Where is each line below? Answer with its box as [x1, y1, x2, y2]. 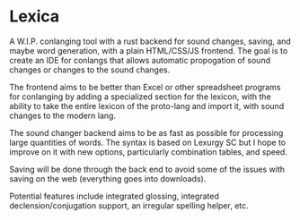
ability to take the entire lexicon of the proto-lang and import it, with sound [9, 100, 285, 111]
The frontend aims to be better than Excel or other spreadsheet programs [9, 81, 281, 92]
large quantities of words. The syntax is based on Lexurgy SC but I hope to [9, 137, 286, 148]
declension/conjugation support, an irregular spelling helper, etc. [9, 199, 249, 211]
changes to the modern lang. [9, 110, 117, 121]
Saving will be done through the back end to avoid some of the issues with [9, 164, 286, 174]
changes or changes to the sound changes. [9, 64, 171, 75]
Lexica [9, 6, 60, 27]
